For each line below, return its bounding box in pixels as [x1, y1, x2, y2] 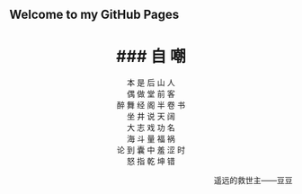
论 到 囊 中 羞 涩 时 [116, 145, 186, 155]
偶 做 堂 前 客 [127, 89, 175, 100]
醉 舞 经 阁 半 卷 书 [116, 100, 186, 110]
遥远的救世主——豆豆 [214, 175, 293, 186]
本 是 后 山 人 [127, 77, 175, 88]
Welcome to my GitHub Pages [9, 7, 180, 22]
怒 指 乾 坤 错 [127, 156, 175, 167]
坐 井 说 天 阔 [127, 111, 175, 122]
